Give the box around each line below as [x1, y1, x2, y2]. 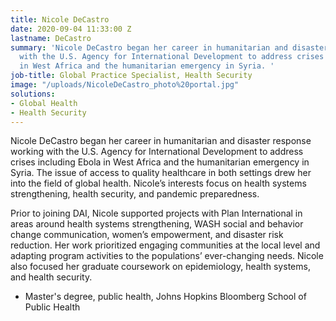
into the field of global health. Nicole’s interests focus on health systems [10, 177, 307, 190]
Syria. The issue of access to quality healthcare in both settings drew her [10, 167, 312, 179]
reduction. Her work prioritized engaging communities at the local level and [10, 239, 321, 251]
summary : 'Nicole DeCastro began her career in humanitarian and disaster [10, 42, 329, 53]
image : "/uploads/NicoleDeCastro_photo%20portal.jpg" [10, 80, 240, 90]
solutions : [10, 89, 56, 99]
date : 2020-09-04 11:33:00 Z [10, 24, 132, 34]
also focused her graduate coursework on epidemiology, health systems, [10, 261, 311, 273]
